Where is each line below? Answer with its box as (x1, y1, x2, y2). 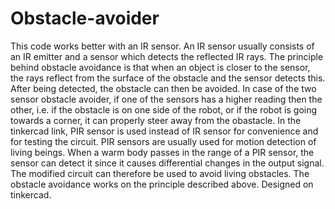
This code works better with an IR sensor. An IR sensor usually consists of (10, 40, 315, 52)
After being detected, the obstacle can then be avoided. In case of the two (10, 82, 317, 94)
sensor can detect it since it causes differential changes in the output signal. (10, 157, 325, 169)
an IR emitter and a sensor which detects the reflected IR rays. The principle (10, 50, 324, 62)
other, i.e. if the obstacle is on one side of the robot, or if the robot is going (10, 103, 318, 116)
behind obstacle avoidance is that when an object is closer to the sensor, (10, 61, 311, 73)
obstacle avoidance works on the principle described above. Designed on (10, 178, 314, 190)
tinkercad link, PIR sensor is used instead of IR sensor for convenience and (10, 125, 319, 137)
